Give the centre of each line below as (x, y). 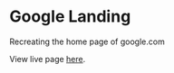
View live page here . (48, 59)
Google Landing (70, 17)
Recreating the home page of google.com (87, 41)
